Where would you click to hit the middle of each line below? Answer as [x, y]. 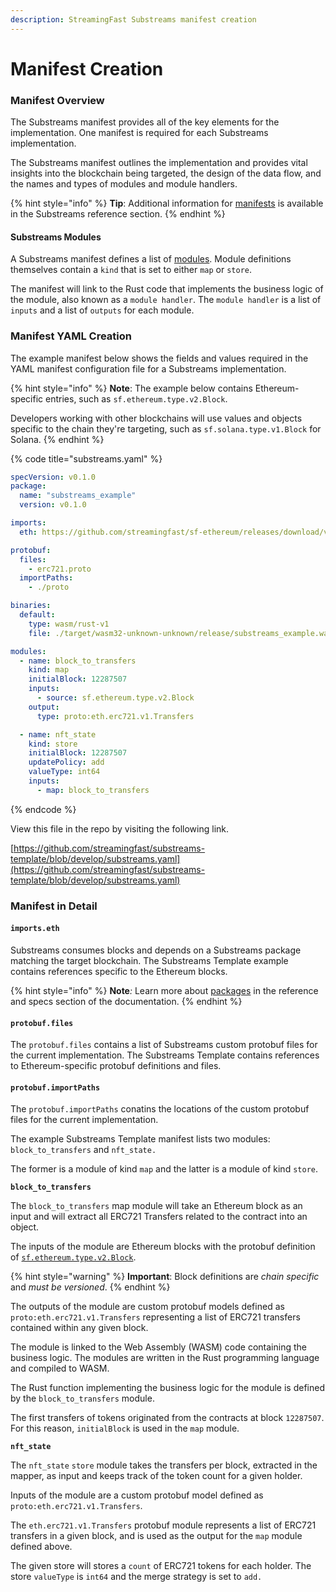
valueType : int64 [64, 772]
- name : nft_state [58, 734]
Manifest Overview [57, 100]
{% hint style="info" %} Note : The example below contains [131, 388]
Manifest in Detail [54, 906]
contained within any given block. [79, 1328]
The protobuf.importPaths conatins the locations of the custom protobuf [160, 1109]
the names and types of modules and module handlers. [124, 184]
